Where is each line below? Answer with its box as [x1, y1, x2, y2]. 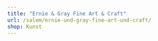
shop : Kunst [7, 23, 42, 30]
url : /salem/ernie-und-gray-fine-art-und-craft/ [7, 17, 152, 24]
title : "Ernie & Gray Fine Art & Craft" [7, 10, 127, 17]
